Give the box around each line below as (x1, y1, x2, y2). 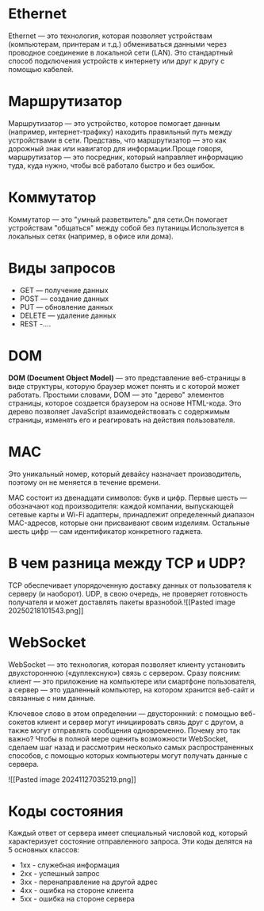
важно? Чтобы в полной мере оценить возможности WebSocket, (8, 734, 228, 743)
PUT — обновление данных (19, 302, 113, 311)
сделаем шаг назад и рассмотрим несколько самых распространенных (8, 742, 254, 752)
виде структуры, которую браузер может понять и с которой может (8, 381, 240, 391)
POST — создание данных (19, 294, 109, 303)
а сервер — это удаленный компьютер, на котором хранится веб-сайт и (8, 684, 255, 694)
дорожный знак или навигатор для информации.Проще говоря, (8, 143, 224, 153)
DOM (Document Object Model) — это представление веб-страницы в (8, 373, 247, 383)
